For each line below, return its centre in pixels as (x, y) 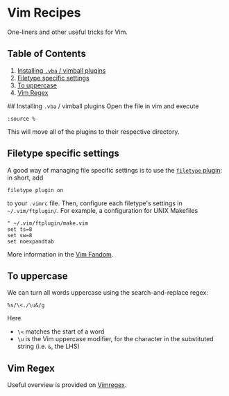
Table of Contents (47, 54)
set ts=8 (20, 229)
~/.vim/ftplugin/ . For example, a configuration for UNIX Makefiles (103, 210)
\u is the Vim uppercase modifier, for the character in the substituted (115, 339)
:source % (22, 119)
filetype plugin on (35, 190)
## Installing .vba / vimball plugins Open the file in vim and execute (103, 106)
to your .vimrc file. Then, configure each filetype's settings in (95, 203)
